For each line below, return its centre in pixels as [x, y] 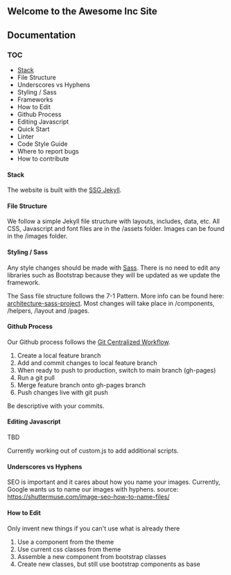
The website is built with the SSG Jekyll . [65, 190]
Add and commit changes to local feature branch [87, 363]
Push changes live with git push [63, 392]
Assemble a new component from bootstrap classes [92, 556]
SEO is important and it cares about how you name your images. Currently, [114, 482]
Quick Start [33, 129]
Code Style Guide [42, 144]
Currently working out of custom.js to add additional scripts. [93, 451]
